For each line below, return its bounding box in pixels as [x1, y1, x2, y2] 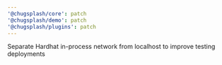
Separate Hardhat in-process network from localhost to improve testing [7, 43, 216, 51]
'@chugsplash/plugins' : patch [7, 23, 97, 30]
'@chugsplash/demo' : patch [7, 17, 87, 24]
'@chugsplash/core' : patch [7, 10, 87, 17]
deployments [7, 50, 46, 58]
